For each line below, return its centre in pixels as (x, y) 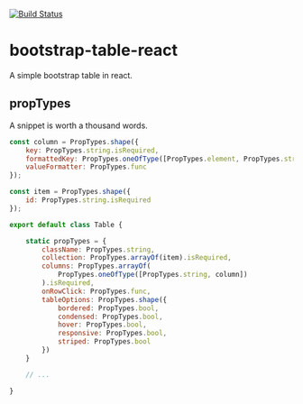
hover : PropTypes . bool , (102, 325)
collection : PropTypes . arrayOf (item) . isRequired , (137, 258)
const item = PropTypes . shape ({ (70, 192)
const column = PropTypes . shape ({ (74, 142)
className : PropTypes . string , (98, 249)
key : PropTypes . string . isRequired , (92, 150)
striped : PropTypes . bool (104, 342)
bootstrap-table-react (94, 50)
